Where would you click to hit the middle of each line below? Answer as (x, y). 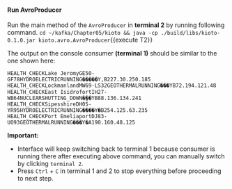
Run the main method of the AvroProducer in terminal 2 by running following (116, 25)
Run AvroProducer (34, 10)
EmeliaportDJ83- (84, 117)
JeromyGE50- (78, 74)
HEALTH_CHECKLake (32, 74)
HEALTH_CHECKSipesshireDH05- (49, 104)
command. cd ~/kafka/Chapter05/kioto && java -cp (83, 33)
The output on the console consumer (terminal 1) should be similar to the (112, 54)
